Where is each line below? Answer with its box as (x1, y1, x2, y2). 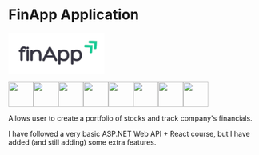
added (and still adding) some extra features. (8, 137, 157, 147)
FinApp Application (8, 6, 140, 24)
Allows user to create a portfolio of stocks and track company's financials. (8, 113, 253, 123)
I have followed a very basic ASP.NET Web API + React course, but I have (8, 129, 250, 138)
